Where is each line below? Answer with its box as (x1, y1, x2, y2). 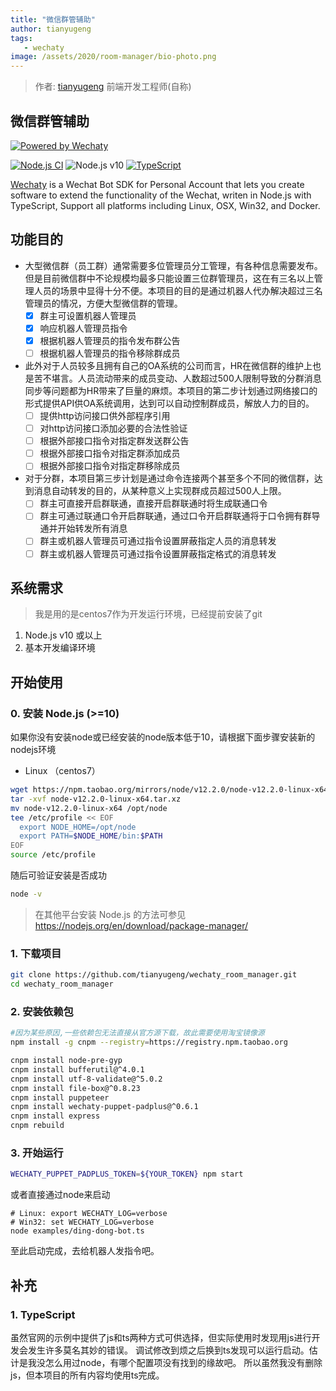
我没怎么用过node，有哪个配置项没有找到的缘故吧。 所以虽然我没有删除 (27, 1356, 323, 1368)
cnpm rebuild (10, 1121, 65, 1131)
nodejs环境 (10, 744, 57, 756)
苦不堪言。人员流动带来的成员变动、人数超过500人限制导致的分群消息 (33, 372, 322, 384)
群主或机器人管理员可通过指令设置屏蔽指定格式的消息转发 (39, 547, 277, 560)
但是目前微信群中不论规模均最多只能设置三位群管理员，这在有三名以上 (24, 272, 315, 284)
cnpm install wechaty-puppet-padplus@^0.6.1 (10, 1102, 199, 1112)
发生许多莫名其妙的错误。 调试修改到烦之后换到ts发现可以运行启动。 (27, 1344, 310, 1356)
